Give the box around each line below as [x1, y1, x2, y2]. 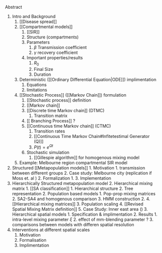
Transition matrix [33, 113, 68, 118]
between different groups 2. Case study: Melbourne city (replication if [12, 170, 152, 176]
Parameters [26, 39, 50, 45]
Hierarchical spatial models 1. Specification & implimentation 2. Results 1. [12, 211, 158, 218]
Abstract [5, 4, 22, 10]
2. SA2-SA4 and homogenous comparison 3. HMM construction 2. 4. [12, 196, 150, 202]
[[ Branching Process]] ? [26, 118, 76, 123]
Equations [26, 82, 47, 87]
